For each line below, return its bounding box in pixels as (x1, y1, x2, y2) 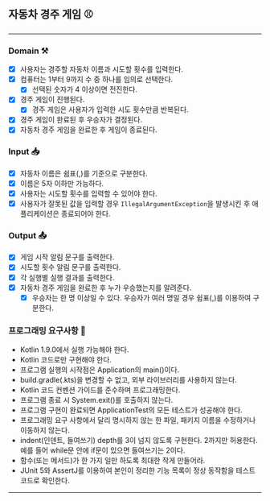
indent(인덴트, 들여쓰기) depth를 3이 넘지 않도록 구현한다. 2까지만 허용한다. (19, 436, 259, 445)
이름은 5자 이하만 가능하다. (19, 178, 104, 188)
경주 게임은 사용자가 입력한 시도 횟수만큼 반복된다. (31, 105, 189, 114)
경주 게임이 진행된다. (19, 95, 85, 105)
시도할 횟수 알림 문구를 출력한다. (19, 263, 121, 272)
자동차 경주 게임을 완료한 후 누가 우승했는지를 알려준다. (19, 283, 192, 292)
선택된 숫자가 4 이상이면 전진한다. (31, 85, 138, 94)
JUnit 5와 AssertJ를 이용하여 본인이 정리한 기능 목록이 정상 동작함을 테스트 (19, 466, 256, 475)
